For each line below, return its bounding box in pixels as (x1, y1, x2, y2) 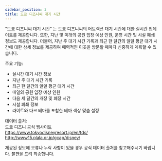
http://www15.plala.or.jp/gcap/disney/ (5, 135, 80, 141)
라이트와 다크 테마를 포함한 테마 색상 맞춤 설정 (12, 107, 99, 113)
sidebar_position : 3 (5, 7, 47, 12)
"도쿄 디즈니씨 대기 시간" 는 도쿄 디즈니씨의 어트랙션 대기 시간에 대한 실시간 (5, 25, 148, 32)
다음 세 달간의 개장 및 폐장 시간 (12, 95, 71, 101)
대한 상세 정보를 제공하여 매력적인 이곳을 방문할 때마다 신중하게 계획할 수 (14, 44, 152, 50)
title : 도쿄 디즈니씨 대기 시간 (5, 12, 60, 17)
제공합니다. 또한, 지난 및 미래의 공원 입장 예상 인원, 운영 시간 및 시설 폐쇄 (18, 32, 155, 38)
